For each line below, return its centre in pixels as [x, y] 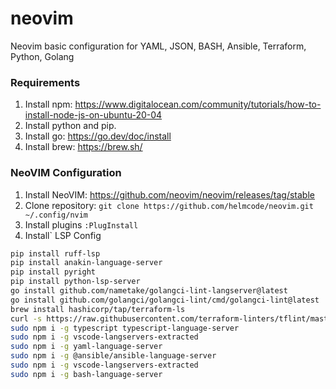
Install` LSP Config [63, 235]
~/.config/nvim [56, 215]
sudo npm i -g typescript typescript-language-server [125, 328]
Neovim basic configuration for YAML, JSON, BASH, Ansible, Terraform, [158, 46]
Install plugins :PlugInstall [81, 224]
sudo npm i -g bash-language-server [86, 374]
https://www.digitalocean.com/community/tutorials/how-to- [198, 104]
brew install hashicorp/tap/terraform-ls [98, 309]
